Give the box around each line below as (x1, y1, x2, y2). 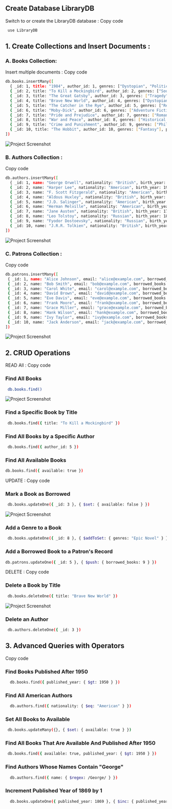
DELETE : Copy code (5, 569, 50, 575)
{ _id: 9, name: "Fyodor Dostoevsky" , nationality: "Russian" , (10, 219, 147, 224)
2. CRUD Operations (5, 348, 71, 357)
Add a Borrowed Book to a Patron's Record (5, 548, 113, 555)
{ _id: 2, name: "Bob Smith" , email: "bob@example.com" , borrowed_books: (7, 281, 168, 286)
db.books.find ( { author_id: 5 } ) (7, 444, 79, 450)
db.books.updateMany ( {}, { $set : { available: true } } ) (7, 727, 132, 732)
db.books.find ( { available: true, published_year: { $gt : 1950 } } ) (7, 751, 157, 757)
